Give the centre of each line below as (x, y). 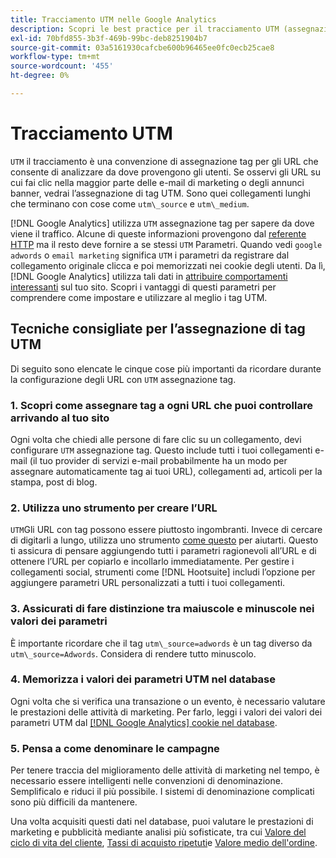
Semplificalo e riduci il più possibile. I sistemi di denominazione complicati (162, 792)
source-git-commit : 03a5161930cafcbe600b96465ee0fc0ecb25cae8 (142, 47)
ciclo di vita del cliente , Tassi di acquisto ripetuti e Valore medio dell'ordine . (164, 843)
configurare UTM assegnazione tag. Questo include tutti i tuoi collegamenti (161, 450)
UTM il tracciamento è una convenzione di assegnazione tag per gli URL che (164, 161)
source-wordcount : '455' (62, 66)
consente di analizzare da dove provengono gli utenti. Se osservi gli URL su (166, 172)
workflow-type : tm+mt (55, 57)
